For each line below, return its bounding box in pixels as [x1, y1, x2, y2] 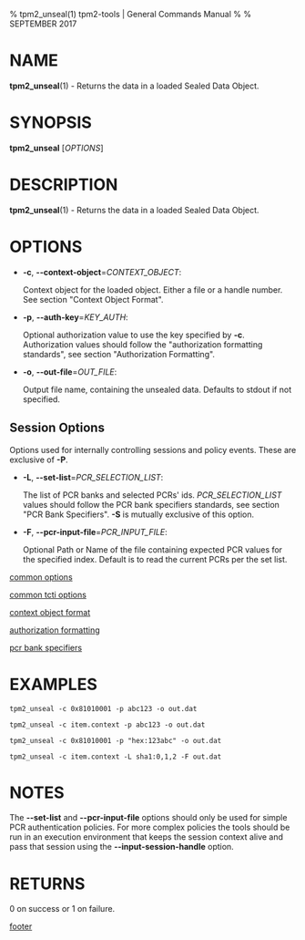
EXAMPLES [9, 674, 97, 695]
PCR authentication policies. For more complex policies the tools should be [9, 821, 290, 833]
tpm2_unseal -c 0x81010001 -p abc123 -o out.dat [9, 704, 198, 713]
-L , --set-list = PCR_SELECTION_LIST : [22, 471, 164, 482]
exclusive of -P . [9, 454, 68, 465]
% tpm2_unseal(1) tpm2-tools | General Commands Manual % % [9, 9, 252, 19]
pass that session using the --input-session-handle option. [9, 842, 234, 852]
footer [9, 921, 33, 932]
